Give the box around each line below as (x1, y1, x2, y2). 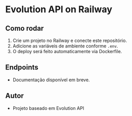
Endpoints (5, 63, 39, 72)
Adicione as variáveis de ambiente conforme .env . (12, 43, 118, 49)
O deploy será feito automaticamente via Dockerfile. (12, 49, 122, 54)
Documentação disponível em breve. (12, 77, 90, 83)
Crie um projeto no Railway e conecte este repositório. (12, 37, 127, 43)
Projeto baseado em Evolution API (12, 105, 84, 111)
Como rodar (5, 24, 44, 33)
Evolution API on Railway (5, 4, 113, 15)
